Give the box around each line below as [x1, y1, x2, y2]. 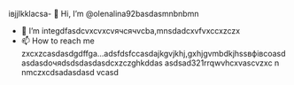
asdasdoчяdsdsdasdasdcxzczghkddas [20, 58, 163, 68]
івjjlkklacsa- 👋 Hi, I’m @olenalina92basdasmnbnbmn [8, 9, 199, 19]
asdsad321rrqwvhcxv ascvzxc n [164, 58, 280, 68]
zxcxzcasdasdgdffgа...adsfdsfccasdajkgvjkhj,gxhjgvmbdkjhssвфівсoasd [20, 49, 286, 58]
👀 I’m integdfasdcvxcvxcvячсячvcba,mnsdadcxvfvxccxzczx [20, 26, 241, 35]
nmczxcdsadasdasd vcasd [20, 67, 119, 77]
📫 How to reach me [20, 35, 95, 46]
